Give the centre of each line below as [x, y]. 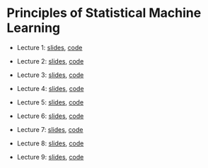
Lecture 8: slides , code [50, 143]
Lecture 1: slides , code [50, 47]
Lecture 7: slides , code [50, 129]
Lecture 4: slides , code [50, 88]
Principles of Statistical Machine [104, 13]
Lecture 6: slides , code [50, 116]
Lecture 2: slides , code [50, 61]
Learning [34, 28]
